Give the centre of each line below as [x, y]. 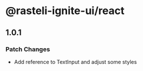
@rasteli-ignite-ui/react [65, 11]
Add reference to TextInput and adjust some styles [75, 62]
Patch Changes [28, 49]
